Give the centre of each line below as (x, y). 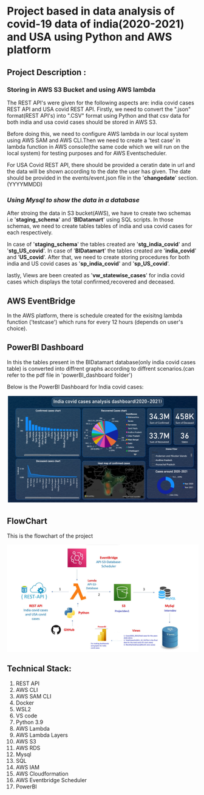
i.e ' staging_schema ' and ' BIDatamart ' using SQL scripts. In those (90, 220)
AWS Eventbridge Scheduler (51, 780)
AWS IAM (28, 767)
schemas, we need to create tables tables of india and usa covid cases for (100, 226)
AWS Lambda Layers (42, 735)
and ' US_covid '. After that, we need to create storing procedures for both (98, 257)
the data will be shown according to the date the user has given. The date (99, 171)
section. (188, 178)
